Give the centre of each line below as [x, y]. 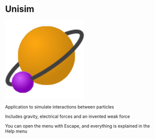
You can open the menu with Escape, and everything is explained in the [77, 126]
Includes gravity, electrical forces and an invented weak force [68, 116]
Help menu [16, 131]
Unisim [20, 9]
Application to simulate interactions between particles [60, 106]
